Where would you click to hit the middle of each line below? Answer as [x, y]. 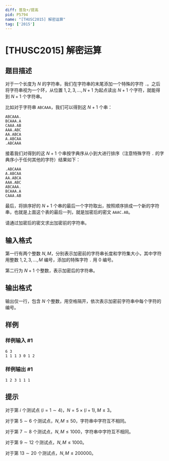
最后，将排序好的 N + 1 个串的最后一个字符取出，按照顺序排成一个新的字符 [82, 206]
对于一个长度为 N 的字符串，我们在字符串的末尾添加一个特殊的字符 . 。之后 [83, 84]
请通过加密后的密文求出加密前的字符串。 [47, 223]
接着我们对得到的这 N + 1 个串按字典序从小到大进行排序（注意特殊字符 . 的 [82, 153]
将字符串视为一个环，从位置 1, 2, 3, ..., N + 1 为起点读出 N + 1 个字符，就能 [80, 90]
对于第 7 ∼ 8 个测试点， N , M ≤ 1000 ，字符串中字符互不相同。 [69, 431]
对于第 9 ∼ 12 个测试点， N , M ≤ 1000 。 [46, 442]
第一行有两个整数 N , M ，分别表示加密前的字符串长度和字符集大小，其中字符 [83, 254]
